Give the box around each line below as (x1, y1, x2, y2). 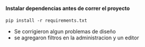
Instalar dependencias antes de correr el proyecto (5, 5, 130, 12)
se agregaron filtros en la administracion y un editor (14, 34, 139, 41)
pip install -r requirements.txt (5, 18, 87, 23)
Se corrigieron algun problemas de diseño (14, 28, 116, 35)
